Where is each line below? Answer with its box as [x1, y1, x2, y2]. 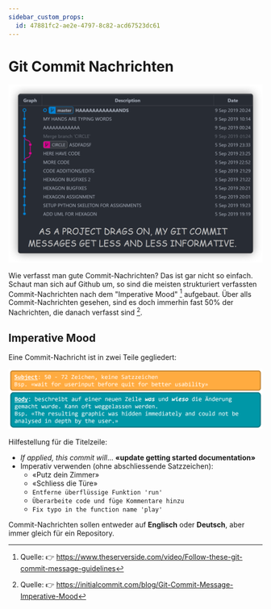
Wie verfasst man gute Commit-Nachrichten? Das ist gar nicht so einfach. [8, 270, 253, 280]
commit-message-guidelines [19, 563, 116, 573]
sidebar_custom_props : [8, 13, 85, 21]
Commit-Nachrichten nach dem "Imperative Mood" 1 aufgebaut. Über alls [8, 287, 252, 298]
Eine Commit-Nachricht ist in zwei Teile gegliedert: [8, 352, 177, 362]
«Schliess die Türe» [31, 478, 98, 488]
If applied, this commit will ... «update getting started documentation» [19, 453, 256, 462]
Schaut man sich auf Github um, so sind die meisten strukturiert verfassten [8, 279, 257, 289]
